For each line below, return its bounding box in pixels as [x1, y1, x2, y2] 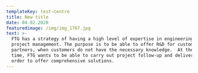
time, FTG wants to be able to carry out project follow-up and [11, 52, 173, 58]
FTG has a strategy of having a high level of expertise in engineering [11, 36, 194, 42]
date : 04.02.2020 [6, 19, 49, 25]
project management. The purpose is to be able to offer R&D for [11, 42, 176, 48]
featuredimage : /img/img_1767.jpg [6, 25, 91, 31]
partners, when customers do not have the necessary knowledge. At [11, 47, 183, 53]
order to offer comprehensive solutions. [11, 58, 115, 64]
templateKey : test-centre [6, 8, 70, 15]
